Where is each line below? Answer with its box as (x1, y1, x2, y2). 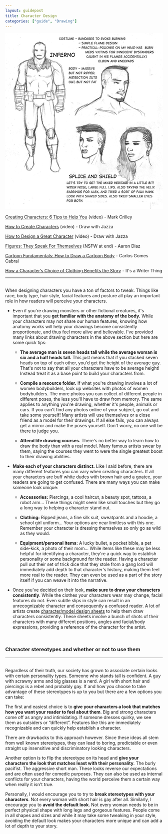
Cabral (5, 258, 19, 264)
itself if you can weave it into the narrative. (19, 577, 108, 583)
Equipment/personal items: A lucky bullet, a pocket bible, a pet (19, 540, 151, 546)
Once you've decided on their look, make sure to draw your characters (12, 587, 160, 593)
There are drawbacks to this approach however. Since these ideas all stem (5, 735, 159, 741)
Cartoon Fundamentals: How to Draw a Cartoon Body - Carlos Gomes (5, 252, 148, 258)
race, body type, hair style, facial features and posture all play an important (5, 292, 160, 298)
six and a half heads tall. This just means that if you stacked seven (19, 354, 158, 360)
